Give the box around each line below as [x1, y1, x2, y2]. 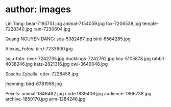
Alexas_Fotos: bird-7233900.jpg [5, 45, 73, 51]
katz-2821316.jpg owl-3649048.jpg [34, 61, 108, 67]
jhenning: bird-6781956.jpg [5, 81, 62, 87]
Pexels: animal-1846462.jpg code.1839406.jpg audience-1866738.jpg [5, 90, 152, 96]
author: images [5, 4, 71, 15]
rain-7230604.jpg [33, 25, 70, 32]
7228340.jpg [5, 25, 33, 32]
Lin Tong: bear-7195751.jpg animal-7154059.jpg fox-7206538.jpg [5, 20, 141, 26]
